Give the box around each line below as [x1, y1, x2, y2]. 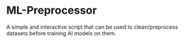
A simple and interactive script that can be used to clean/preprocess [6, 23, 179, 30]
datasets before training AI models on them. [6, 29, 117, 36]
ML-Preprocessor [6, 4, 97, 17]
